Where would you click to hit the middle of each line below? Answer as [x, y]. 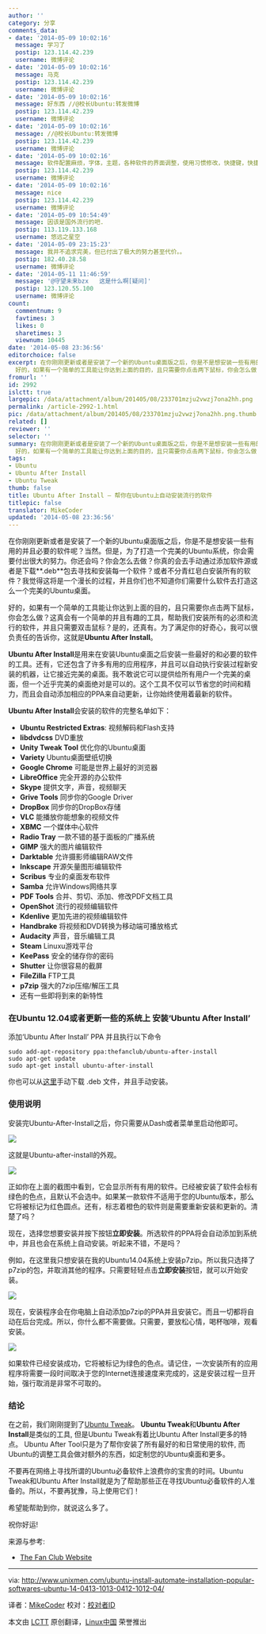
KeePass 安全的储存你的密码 [66, 956]
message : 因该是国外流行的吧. [60, 222]
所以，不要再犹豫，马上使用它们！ [84, 1491]
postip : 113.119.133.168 [56, 230]
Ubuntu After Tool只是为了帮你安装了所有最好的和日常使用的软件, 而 [134, 1444]
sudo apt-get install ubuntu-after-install [81, 1066]
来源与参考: [27, 1542]
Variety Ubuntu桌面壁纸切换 [66, 757]
